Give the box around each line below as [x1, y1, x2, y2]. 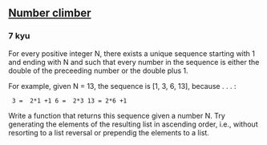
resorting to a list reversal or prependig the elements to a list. [8, 127, 210, 137]
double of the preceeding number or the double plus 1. [8, 66, 188, 75]
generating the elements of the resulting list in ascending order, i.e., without [8, 119, 258, 129]
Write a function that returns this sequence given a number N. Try [8, 111, 226, 120]
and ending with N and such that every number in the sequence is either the [8, 57, 260, 66]
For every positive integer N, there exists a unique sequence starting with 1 [8, 48, 255, 58]
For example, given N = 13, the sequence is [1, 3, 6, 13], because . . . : [8, 81, 237, 91]
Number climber [8, 6, 91, 20]
